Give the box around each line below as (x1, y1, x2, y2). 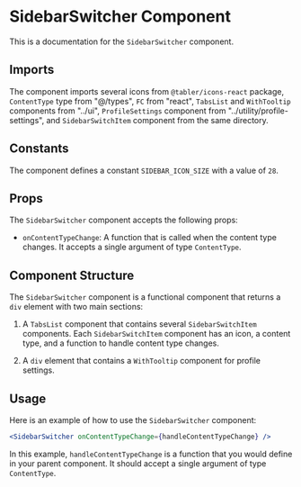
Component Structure (9, 267, 135, 283)
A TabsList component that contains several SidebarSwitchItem (22, 319, 258, 329)
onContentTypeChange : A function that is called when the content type (22, 232, 277, 243)
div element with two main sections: (9, 302, 144, 312)
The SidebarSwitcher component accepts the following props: (9, 214, 238, 226)
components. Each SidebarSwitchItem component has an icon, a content (22, 329, 291, 339)
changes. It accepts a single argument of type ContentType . (22, 241, 242, 253)
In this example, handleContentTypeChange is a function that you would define (9, 448, 293, 459)
